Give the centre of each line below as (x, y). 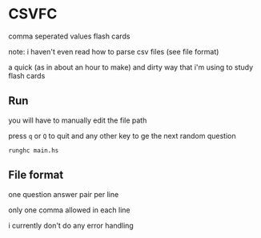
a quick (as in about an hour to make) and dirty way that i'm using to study (131, 67)
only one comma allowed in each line (69, 210)
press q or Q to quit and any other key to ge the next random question (122, 135)
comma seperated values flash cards (69, 36)
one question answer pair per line (64, 194)
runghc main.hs (34, 150)
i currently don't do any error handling (71, 225)
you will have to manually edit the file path (78, 120)
